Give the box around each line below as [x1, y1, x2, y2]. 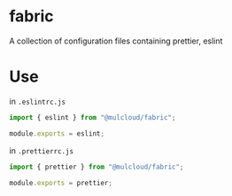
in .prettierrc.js [9, 145, 73, 156]
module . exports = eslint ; [9, 129, 104, 138]
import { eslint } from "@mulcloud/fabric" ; [9, 113, 176, 122]
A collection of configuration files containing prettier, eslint [9, 35, 223, 46]
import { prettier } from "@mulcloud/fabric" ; [9, 162, 184, 171]
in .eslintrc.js [9, 96, 66, 106]
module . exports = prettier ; [9, 178, 113, 187]
